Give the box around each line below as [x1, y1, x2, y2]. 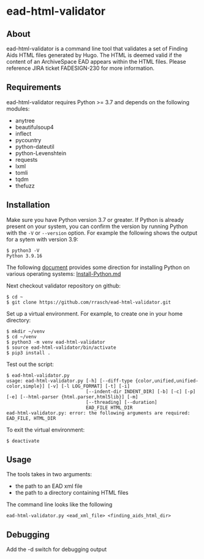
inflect [15, 130, 32, 137]
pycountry [15, 136, 42, 143]
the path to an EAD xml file [15, 482, 83, 490]
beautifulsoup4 [15, 123, 54, 131]
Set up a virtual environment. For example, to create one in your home [6, 310, 183, 317]
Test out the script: [6, 360, 54, 368]
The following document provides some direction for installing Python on [6, 264, 190, 271]
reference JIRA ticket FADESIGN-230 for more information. [6, 64, 155, 72]
